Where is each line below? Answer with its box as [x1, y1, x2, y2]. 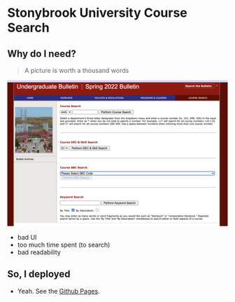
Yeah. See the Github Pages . [17, 287, 100, 295]
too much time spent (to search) [17, 240, 111, 249]
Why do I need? [7, 48, 77, 60]
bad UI [17, 233, 37, 241]
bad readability [17, 247, 61, 256]
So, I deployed [7, 268, 71, 280]
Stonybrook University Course [7, 5, 187, 21]
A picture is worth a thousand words [24, 67, 129, 74]
